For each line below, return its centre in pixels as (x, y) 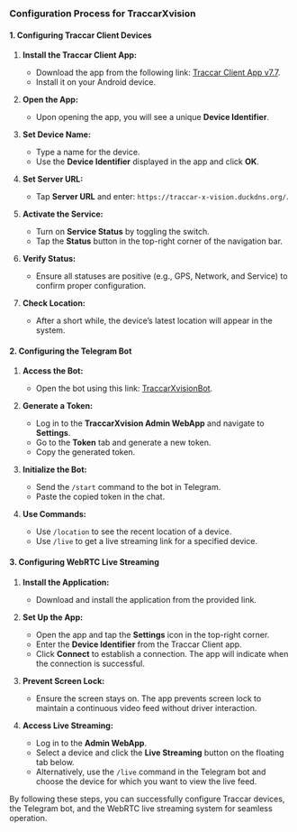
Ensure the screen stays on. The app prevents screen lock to (148, 698)
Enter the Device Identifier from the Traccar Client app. (139, 644)
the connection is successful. (90, 663)
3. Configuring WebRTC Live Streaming (85, 561)
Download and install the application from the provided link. (146, 599)
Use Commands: (54, 514)
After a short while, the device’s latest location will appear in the (154, 321)
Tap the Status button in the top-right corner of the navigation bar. (159, 241)
